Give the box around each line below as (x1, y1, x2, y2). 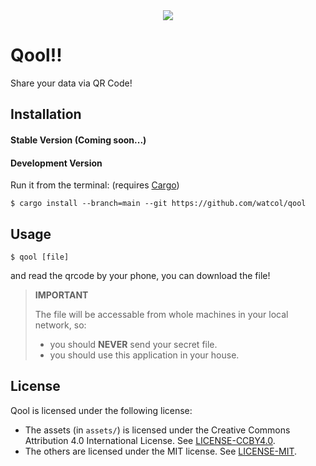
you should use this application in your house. (49, 349, 240, 361)
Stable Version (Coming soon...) (10, 134, 147, 146)
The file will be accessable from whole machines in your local (34, 308, 289, 320)
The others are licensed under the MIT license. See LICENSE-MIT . (24, 445, 298, 457)
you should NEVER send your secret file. (49, 338, 218, 350)
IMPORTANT (34, 289, 89, 301)
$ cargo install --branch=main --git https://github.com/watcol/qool (10, 199, 307, 209)
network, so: (34, 319, 87, 331)
